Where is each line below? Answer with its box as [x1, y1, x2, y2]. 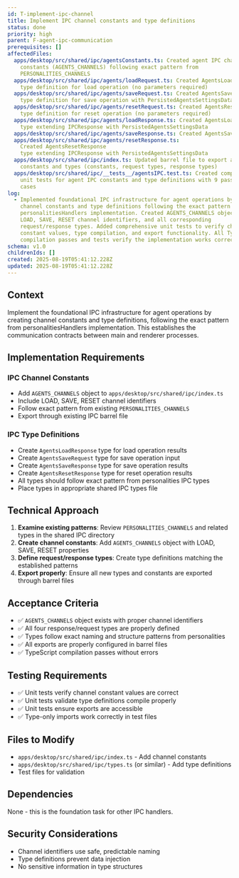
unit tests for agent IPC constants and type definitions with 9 [20, 176, 218, 183]
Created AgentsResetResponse [20, 143, 107, 151]
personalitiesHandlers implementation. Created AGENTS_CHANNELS [20, 210, 215, 217]
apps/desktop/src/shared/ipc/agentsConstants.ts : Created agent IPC [14, 57, 221, 64]
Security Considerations [7, 828, 119, 840]
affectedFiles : [7, 51, 53, 58]
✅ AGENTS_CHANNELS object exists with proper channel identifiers [17, 616, 203, 625]
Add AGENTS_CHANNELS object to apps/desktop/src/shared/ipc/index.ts [17, 389, 224, 398]
